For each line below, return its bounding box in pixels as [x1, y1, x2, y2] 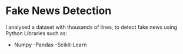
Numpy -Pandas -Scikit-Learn [14, 41, 87, 48]
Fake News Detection [5, 4, 112, 18]
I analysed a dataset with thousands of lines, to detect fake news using [5, 23, 178, 31]
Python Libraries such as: [5, 29, 67, 36]
